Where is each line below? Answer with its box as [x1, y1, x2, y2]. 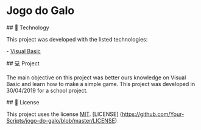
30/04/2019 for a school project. [6, 87, 88, 94]
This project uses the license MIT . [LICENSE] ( [6, 110, 122, 118]
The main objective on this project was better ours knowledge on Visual [6, 74, 186, 81]
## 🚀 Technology [6, 24, 50, 31]
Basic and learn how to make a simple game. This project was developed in [6, 80, 196, 87]
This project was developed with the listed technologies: [6, 35, 148, 43]
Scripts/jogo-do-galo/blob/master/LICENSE [6, 117, 116, 124]
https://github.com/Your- [121, 110, 185, 118]
